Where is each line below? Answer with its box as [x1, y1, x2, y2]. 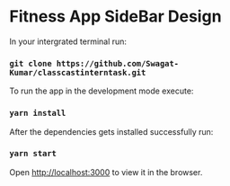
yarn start [9, 148, 57, 159]
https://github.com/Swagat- [56, 58, 180, 68]
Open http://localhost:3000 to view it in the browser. [9, 166, 203, 177]
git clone [9, 58, 52, 68]
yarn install [9, 108, 66, 119]
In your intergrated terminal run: [9, 36, 128, 47]
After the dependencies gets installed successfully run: [9, 126, 214, 137]
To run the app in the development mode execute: [9, 85, 194, 96]
